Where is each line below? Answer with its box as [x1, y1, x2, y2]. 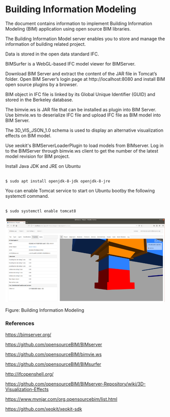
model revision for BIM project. [5, 153, 70, 159]
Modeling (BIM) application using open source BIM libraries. [5, 25, 131, 32]
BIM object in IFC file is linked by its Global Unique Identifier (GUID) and [5, 91, 155, 97]
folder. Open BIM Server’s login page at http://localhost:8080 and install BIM [5, 76, 165, 82]
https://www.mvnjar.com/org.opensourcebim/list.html [5, 396, 118, 402]
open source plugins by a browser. [5, 81, 78, 87]
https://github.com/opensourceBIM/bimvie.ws [5, 351, 102, 357]
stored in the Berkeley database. [5, 97, 74, 103]
